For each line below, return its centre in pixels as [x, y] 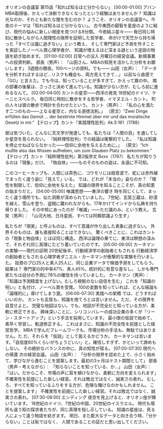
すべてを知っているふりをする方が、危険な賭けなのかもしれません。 [81, 385]
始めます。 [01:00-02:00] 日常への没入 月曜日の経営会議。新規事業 [89, 56]
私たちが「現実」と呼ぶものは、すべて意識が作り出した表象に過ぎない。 [77, 226]
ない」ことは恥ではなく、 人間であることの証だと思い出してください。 [80, 422]
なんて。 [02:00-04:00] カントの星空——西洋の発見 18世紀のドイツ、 [83, 93]
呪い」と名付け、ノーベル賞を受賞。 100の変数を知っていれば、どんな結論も [81, 287]
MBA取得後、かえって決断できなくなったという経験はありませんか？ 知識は [81, 13]
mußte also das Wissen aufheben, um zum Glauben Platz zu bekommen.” [79, 150]
